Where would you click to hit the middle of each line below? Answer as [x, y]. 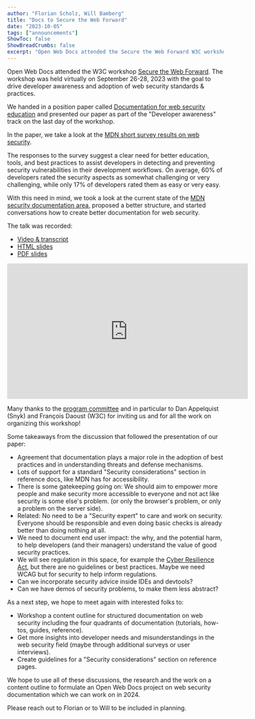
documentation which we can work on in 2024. [74, 694]
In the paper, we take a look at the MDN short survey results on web [103, 134]
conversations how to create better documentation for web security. [104, 212]
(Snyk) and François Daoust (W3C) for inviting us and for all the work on [109, 416]
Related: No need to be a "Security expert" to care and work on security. [120, 515]
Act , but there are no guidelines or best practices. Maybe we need [111, 567]
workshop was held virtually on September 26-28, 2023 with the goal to [109, 78]
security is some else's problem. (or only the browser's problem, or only [119, 501]
